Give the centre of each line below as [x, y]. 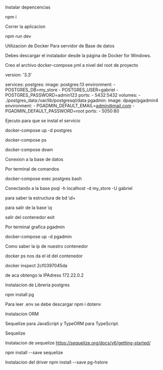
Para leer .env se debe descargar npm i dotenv [53, 304]
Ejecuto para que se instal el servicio [43, 121]
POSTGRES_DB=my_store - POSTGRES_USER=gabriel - [62, 90]
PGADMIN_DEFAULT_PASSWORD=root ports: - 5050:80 [62, 111]
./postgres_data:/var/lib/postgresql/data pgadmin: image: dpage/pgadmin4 [82, 100]
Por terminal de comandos [32, 169]
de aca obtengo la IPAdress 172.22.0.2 [44, 275]
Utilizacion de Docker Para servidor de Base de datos [60, 46]
